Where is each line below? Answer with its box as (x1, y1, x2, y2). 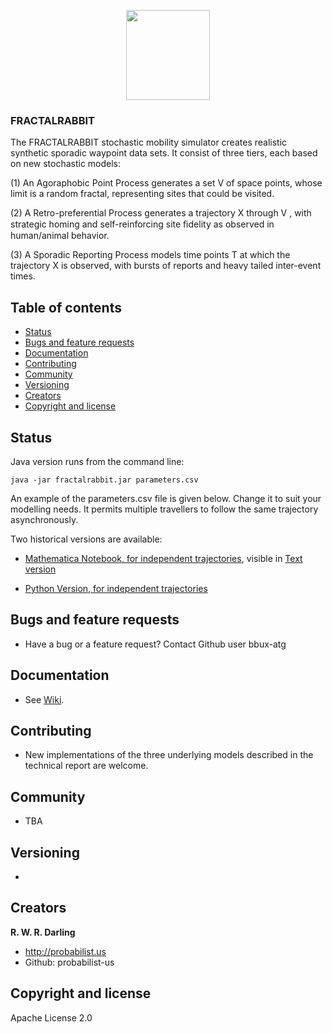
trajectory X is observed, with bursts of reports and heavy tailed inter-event (10, 260, 322, 272)
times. (10, 270, 36, 282)
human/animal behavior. (10, 230, 110, 242)
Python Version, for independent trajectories (24, 582, 208, 594)
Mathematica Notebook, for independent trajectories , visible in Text (24, 552, 303, 564)
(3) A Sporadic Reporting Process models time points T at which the (10, 249, 291, 261)
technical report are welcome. (24, 760, 149, 772)
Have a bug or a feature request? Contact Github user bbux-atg (24, 638, 287, 650)
